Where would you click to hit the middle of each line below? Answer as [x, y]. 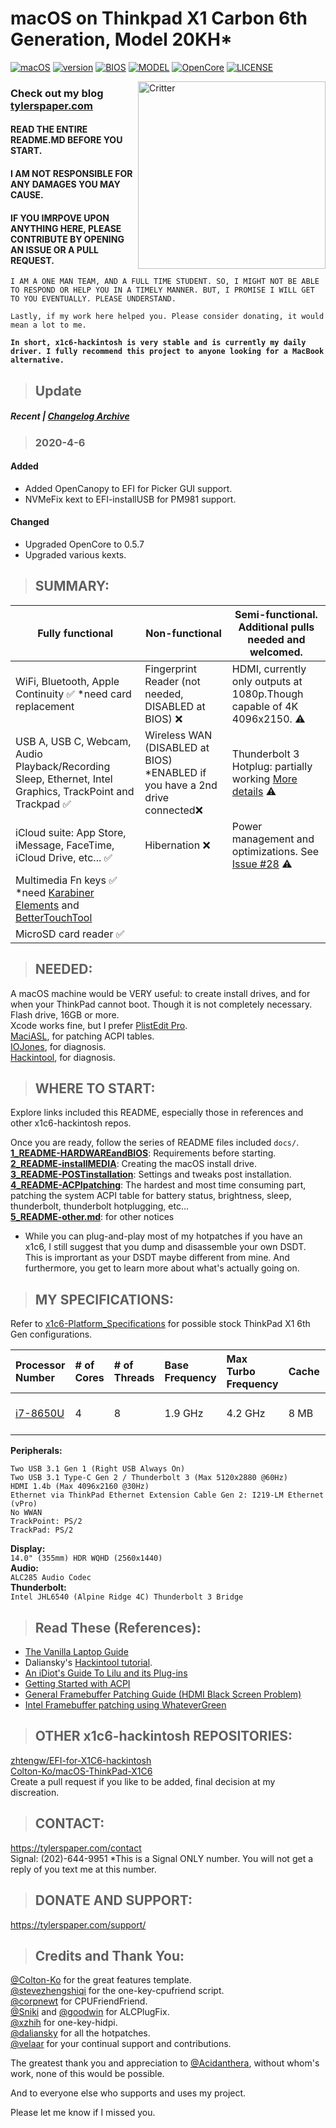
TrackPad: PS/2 [42, 1530]
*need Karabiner [55, 892]
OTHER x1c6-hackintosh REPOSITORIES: [163, 1736]
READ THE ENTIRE [49, 129]
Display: [28, 1549]
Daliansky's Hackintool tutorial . [88, 1663]
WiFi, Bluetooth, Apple [67, 681]
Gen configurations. [51, 1334]
